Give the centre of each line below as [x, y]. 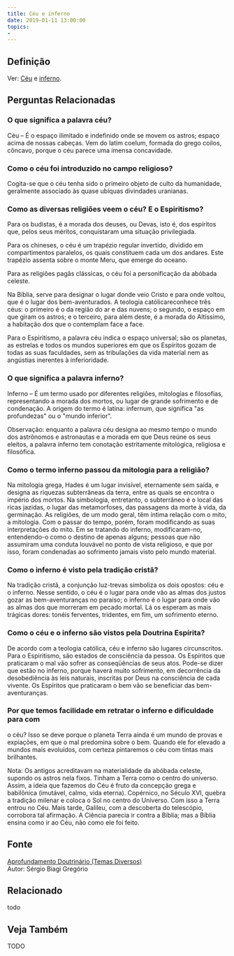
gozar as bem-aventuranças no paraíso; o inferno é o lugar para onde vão [114, 600]
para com [24, 719]
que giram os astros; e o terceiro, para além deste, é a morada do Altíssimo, [116, 317]
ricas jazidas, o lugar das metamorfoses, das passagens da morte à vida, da [117, 507]
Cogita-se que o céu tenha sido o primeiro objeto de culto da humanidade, [115, 184]
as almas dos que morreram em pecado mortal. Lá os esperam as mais [109, 607]
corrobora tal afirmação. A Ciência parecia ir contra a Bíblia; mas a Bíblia [112, 815]
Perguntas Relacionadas [61, 100]
